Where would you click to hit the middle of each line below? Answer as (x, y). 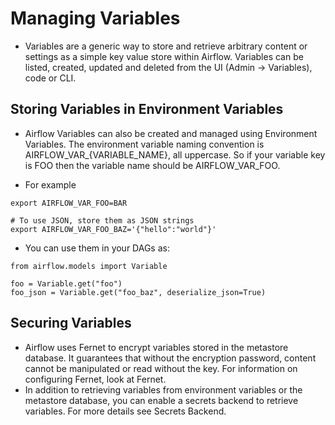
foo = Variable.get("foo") (66, 283)
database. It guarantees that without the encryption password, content (170, 358)
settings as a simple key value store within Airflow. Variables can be (164, 56)
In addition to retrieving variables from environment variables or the (163, 389)
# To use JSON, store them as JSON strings (102, 220)
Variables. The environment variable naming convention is (144, 144)
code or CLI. (50, 78)
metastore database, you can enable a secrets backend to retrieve (161, 400)
